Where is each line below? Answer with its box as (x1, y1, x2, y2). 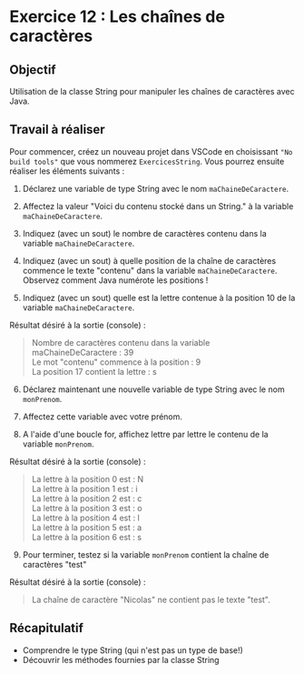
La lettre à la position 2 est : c (31, 493, 142, 504)
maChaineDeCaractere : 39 (31, 347, 134, 357)
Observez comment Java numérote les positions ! (22, 275, 209, 286)
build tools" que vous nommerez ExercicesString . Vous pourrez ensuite (9, 156, 285, 166)
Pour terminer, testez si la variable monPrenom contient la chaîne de (22, 548, 270, 560)
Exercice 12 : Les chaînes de (9, 6, 225, 27)
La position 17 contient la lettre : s (31, 366, 157, 377)
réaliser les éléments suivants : (9, 166, 125, 176)
